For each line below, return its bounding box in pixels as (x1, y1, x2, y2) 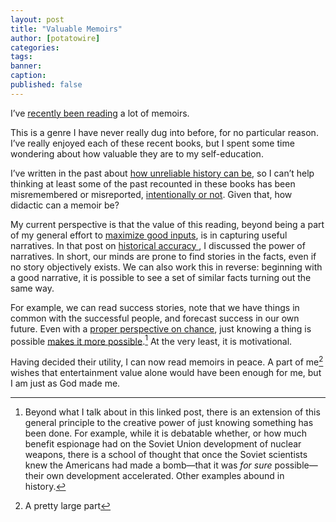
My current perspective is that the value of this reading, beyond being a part (10, 218, 325, 230)
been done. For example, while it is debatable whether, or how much (24, 427, 307, 440)
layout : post (10, 14, 65, 25)
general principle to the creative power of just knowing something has (24, 417, 314, 429)
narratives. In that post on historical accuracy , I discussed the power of (10, 239, 306, 251)
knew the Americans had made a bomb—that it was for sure (24, 459, 273, 471)
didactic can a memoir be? (10, 199, 120, 211)
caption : (10, 71, 47, 81)
